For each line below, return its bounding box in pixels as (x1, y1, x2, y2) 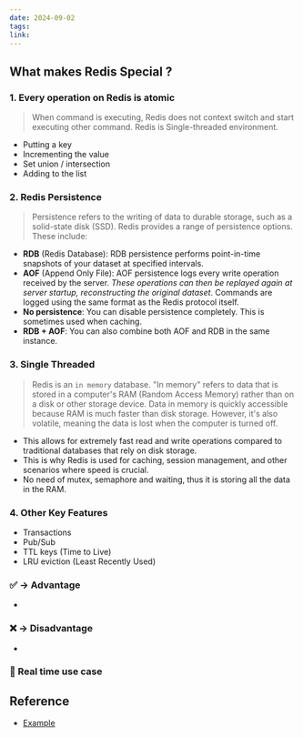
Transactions (22, 527, 72, 538)
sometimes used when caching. (22, 316, 143, 328)
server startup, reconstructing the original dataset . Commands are (22, 288, 273, 298)
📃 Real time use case (9, 665, 103, 678)
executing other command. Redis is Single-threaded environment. (31, 122, 279, 133)
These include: (31, 231, 88, 242)
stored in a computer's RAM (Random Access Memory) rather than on (31, 389, 294, 399)
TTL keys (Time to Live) (22, 546, 112, 557)
